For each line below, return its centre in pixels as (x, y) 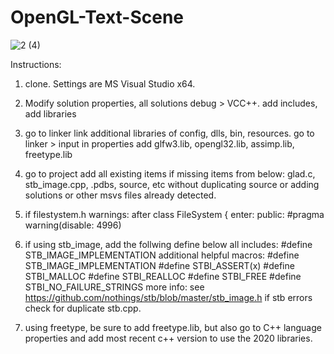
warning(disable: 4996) (73, 225)
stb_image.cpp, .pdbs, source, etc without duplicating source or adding (172, 184)
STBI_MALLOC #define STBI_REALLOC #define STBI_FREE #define (163, 276)
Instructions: (36, 64)
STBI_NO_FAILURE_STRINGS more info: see (114, 287)
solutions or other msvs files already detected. (120, 195)
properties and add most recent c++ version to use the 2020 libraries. (168, 338)
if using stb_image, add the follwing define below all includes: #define (168, 244)
